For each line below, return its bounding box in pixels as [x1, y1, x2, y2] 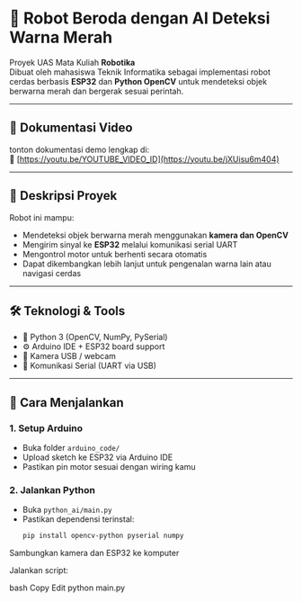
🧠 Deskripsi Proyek [9, 188, 118, 203]
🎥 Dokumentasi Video [9, 121, 133, 136]
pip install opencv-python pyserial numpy [22, 531, 184, 541]
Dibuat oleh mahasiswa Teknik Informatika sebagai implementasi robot [9, 67, 271, 77]
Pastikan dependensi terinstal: [22, 514, 135, 525]
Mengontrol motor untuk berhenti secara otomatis [22, 248, 208, 259]
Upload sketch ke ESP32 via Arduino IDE [22, 452, 173, 463]
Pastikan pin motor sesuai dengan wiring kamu [22, 462, 196, 472]
